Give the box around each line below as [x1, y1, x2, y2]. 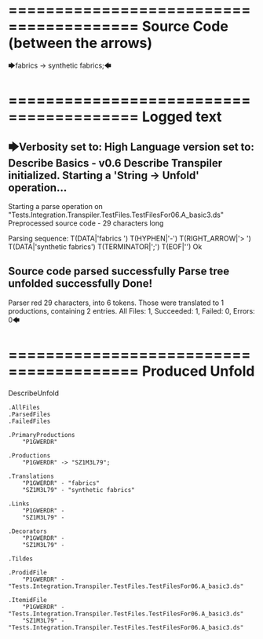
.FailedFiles [8, 417, 51, 425]
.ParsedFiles [8, 410, 51, 418]
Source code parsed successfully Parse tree [8, 265, 230, 278]
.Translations [8, 472, 55, 480]
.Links [8, 500, 30, 508]
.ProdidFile [8, 568, 47, 576]
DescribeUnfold [8, 388, 60, 398]
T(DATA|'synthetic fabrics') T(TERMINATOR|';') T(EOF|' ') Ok [8, 241, 203, 252]
